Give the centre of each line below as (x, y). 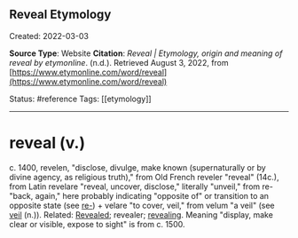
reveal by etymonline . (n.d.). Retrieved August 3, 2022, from (119, 62)
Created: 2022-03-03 (49, 36)
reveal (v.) (47, 143)
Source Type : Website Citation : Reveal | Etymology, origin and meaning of (146, 53)
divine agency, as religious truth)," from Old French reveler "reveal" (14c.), (144, 177)
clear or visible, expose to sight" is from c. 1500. (97, 224)
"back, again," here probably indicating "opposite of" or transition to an (139, 195)
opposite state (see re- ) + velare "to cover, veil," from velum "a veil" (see (142, 205)
